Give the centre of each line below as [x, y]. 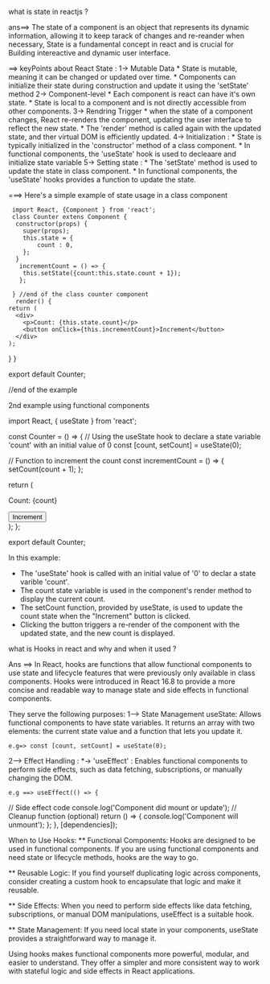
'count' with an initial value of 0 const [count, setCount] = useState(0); [125, 445]
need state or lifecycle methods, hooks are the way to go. [104, 857]
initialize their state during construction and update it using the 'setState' [129, 85]
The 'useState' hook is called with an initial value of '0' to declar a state [138, 573]
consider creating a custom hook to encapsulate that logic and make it [125, 881]
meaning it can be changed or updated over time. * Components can [122, 77]
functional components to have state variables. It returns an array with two [132, 723]
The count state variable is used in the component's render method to [135, 590]
